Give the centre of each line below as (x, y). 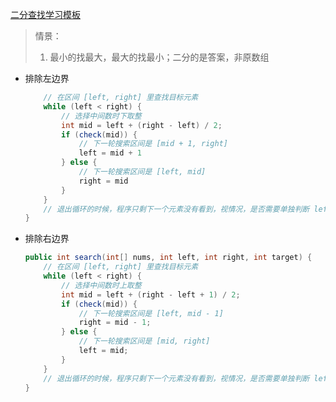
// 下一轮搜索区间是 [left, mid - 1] (151, 313)
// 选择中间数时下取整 (101, 116)
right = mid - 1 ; (115, 323)
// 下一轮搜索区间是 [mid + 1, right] (153, 144)
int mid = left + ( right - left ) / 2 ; (142, 125)
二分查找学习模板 (45, 14)
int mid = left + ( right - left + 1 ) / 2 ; (151, 294)
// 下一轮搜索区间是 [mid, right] (144, 341)
